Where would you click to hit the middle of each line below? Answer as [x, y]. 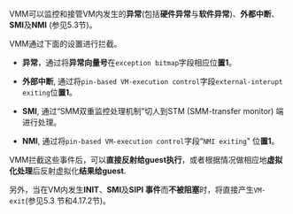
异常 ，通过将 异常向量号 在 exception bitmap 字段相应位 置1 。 [129, 62]
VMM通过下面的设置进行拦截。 [66, 44]
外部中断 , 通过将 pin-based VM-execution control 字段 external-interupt [152, 81]
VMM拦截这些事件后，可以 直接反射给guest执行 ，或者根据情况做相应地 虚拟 [146, 160]
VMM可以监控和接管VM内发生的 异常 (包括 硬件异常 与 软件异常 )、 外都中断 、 [144, 14]
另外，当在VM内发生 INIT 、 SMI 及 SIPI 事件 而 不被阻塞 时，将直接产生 [131, 190]
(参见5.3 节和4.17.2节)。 [68, 201]
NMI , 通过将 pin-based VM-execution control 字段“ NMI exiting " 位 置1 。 [150, 141]
